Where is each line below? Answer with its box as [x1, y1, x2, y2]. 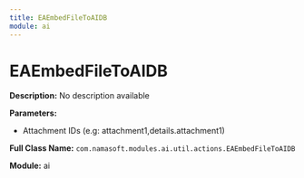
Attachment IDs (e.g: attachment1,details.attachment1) [22, 126, 225, 136]
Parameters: [9, 108, 57, 118]
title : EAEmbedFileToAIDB [9, 13, 107, 23]
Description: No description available [9, 90, 150, 101]
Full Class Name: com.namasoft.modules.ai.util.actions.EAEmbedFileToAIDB [9, 143, 296, 154]
